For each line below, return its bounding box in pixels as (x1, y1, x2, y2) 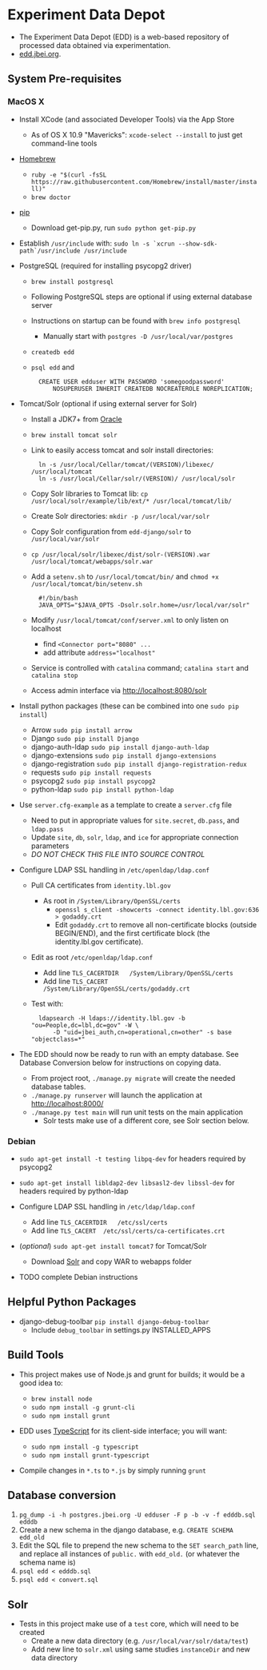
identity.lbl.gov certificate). (54, 937, 144, 947)
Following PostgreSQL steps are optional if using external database (30, 292, 253, 301)
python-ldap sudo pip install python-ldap (30, 784, 174, 794)
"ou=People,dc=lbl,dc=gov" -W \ (30, 1021, 139, 1029)
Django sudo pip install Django (30, 733, 139, 743)
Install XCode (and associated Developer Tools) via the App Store (18, 114, 235, 124)
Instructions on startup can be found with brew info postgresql (30, 316, 241, 325)
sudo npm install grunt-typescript (30, 1451, 149, 1460)
